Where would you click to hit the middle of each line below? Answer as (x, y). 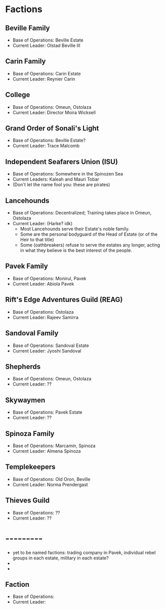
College (18, 95)
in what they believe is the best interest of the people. (76, 250)
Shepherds (23, 366)
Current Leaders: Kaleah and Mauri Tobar (56, 179)
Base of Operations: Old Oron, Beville (51, 479)
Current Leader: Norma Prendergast (50, 485)
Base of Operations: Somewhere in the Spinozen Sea (68, 174)
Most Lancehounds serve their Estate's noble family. (75, 229)
